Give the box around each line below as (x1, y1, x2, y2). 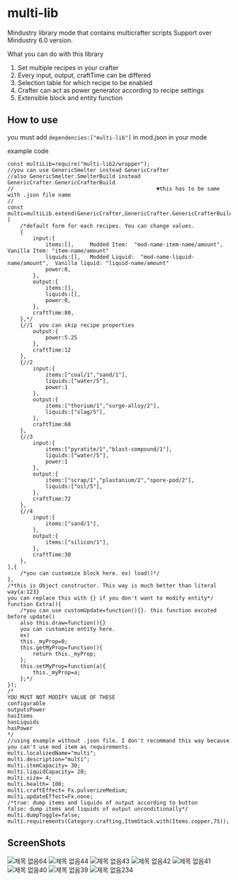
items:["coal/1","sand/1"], (45, 371, 129, 378)
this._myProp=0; (20, 638, 69, 645)
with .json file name (7, 191, 72, 198)
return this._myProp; (33, 650, 97, 657)
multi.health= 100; (7, 780, 65, 787)
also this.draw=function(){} (20, 619, 106, 627)
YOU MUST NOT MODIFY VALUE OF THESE (7, 693, 115, 701)
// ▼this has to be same (7, 185, 220, 192)
